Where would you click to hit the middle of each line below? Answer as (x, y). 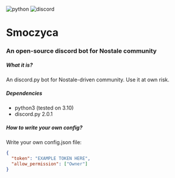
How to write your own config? (44, 127)
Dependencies (24, 93)
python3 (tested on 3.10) (44, 108)
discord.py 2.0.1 (33, 114)
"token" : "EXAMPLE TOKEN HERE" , (51, 158)
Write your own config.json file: (44, 142)
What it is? (20, 65)
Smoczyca (32, 33)
